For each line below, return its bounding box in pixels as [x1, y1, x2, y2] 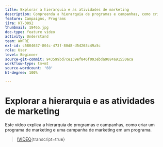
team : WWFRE [5, 39, 29, 44]
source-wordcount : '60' [5, 66, 53, 71]
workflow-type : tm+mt [5, 61, 49, 66]
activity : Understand [5, 34, 49, 39]
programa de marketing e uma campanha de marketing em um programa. [5, 127, 152, 132]
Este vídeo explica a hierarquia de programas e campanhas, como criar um [5, 122, 155, 128]
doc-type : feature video [5, 30, 55, 34]
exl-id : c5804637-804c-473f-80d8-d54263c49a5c [5, 43, 101, 48]
